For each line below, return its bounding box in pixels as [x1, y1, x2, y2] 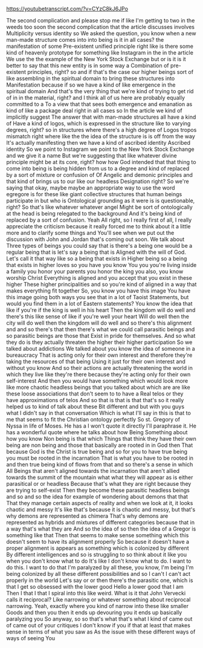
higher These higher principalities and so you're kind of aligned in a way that [6, 281, 197, 288]
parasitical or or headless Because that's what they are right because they [6, 480, 192, 487]
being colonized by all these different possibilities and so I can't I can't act [6, 570, 191, 577]
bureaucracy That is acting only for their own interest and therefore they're [6, 351, 193, 359]
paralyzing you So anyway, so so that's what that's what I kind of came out [6, 615, 193, 623]
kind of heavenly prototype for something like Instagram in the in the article [6, 49, 193, 56]
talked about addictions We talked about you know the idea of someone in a [6, 345, 195, 352]
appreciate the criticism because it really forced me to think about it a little [6, 223, 191, 230]
